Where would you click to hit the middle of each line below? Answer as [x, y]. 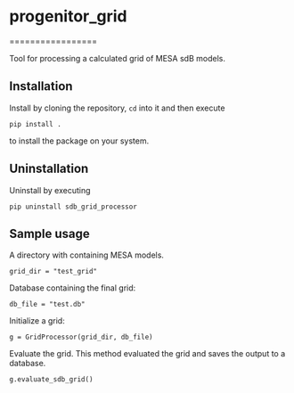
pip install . [36, 124]
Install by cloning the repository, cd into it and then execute [117, 108]
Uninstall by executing [50, 190]
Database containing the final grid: [73, 288]
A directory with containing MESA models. [87, 255]
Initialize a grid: [37, 321]
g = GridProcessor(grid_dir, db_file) [81, 337]
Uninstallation [49, 169]
